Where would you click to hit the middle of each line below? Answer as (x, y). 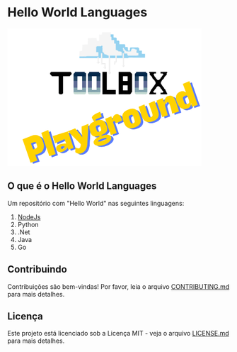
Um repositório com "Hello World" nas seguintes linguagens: (96, 203)
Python (28, 224)
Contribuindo (37, 269)
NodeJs (29, 216)
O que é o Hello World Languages (82, 186)
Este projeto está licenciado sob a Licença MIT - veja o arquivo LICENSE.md (118, 334)
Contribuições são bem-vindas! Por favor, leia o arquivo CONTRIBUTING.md (118, 286)
